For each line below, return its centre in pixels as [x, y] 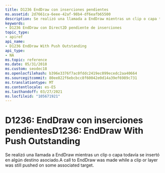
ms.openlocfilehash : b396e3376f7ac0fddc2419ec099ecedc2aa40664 [71, 74]
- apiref [14, 37]
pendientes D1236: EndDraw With [74, 131]
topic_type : [17, 32]
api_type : [15, 50]
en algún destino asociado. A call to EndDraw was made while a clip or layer [82, 160]
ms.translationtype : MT [29, 82]
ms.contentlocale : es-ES [30, 87]
